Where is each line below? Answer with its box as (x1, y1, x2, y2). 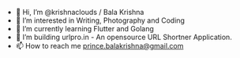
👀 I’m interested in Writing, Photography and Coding (15, 16, 186, 25)
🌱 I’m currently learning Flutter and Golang (15, 24, 154, 33)
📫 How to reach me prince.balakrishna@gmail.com (15, 42, 184, 50)
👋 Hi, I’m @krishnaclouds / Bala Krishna (15, 8, 144, 16)
